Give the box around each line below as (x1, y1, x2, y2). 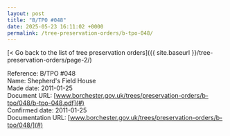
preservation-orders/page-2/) (7, 56, 92, 65)
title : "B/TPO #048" (7, 17, 67, 24)
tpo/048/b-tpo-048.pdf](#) (7, 99, 85, 108)
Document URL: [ (7, 92, 57, 100)
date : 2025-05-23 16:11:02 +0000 (7, 23, 104, 30)
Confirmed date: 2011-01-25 (7, 106, 87, 114)
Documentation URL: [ (7, 114, 71, 122)
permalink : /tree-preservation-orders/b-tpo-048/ (7, 29, 154, 37)
